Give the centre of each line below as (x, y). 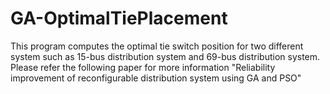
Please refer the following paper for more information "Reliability (143, 67)
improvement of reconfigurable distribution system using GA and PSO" (156, 78)
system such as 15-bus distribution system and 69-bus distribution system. (165, 56)
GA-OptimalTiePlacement (119, 18)
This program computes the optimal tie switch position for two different (157, 46)
